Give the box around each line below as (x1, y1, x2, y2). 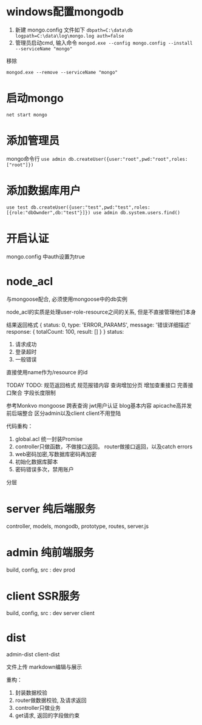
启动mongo (6, 92, 64, 106)
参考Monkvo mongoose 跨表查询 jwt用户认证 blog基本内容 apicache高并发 (6, 402, 192, 409)
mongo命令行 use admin (6, 155, 66, 162)
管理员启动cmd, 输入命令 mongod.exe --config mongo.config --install (15, 39, 193, 46)
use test (6, 204, 29, 211)
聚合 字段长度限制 (11, 389, 56, 396)
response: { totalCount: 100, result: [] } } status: (6, 328, 124, 335)
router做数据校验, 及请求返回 (15, 696, 87, 704)
